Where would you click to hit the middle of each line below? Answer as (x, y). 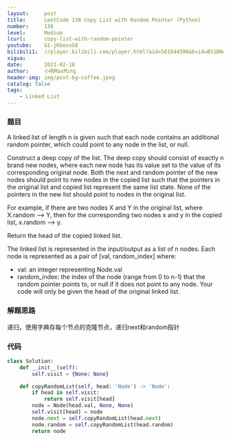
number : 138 (30, 26)
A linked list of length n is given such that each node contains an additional (113, 137)
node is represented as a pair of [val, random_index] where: (92, 256)
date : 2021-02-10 (41, 65)
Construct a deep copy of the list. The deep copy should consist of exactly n (115, 158)
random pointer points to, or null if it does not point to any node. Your (115, 284)
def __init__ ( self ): (49, 367)
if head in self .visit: (66, 393)
